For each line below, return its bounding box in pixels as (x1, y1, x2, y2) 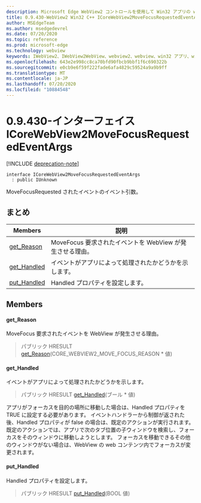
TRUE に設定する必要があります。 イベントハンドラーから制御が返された (6, 411, 185, 419)
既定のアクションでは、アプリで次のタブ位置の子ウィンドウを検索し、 (6, 426, 179, 434)
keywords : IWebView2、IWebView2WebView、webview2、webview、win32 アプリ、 (6, 53, 192, 59)
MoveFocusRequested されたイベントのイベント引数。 (6, 188, 142, 195)
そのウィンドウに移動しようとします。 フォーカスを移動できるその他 (22, 434, 191, 441)
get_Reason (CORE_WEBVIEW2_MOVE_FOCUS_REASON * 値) (20, 350, 172, 357)
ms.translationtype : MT (6, 70, 66, 76)
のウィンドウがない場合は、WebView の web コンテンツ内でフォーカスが (6, 441, 186, 449)
